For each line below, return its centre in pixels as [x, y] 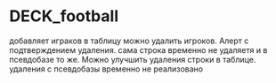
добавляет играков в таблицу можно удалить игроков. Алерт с [129, 41]
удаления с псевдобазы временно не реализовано [106, 69]
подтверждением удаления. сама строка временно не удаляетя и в [138, 49]
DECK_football [64, 16]
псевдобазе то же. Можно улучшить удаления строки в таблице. [133, 59]
